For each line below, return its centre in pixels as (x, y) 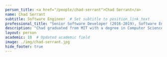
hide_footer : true (24, 47)
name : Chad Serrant (25, 14)
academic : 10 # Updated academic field (48, 38)
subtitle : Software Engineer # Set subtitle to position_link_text (78, 19)
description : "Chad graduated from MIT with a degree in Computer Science (84, 28)
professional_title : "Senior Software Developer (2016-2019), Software (81, 24)
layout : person (21, 33)
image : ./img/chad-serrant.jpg (38, 42)
